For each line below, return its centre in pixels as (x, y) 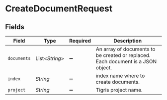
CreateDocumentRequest (59, 9)
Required (80, 41)
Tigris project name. (119, 90)
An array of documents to (125, 49)
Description (128, 41)
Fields (15, 27)
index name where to (120, 76)
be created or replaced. (123, 55)
